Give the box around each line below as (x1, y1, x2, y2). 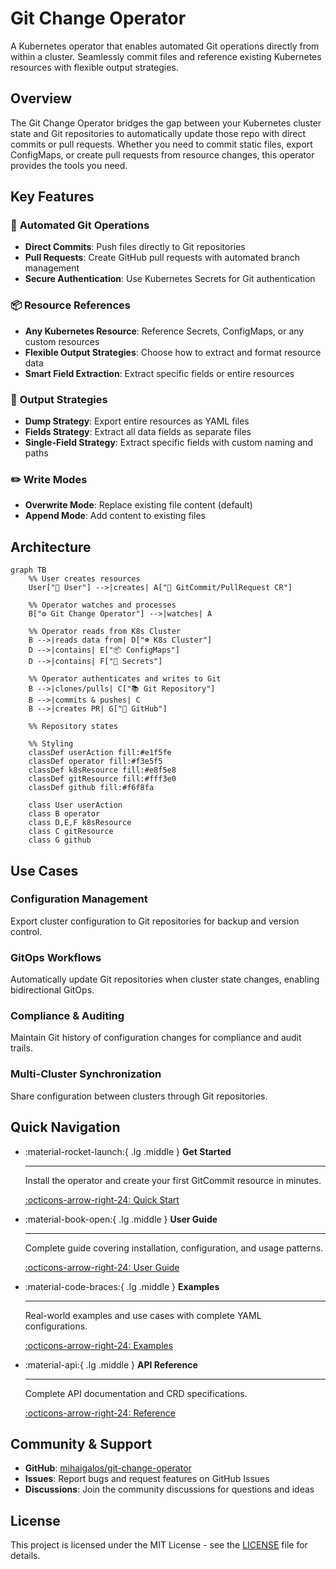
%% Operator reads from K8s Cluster (28, 627, 182, 637)
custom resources (24, 335, 100, 347)
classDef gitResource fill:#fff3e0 (28, 774, 177, 784)
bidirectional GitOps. (10, 984, 95, 996)
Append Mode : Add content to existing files (24, 510, 206, 522)
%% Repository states (28, 722, 118, 732)
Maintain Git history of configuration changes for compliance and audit (10, 1032, 302, 1044)
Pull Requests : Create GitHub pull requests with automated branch (24, 252, 301, 264)
